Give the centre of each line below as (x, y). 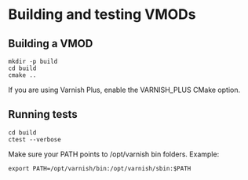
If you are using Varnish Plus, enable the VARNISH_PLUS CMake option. (124, 90)
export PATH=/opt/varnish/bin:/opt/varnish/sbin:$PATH (100, 168)
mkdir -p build (33, 61)
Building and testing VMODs (102, 15)
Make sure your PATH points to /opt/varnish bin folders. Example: (114, 154)
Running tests (43, 114)
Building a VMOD (51, 44)
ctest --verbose (35, 139)
